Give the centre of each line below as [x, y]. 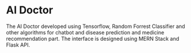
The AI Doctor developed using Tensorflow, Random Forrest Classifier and [96, 26]
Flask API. [18, 45]
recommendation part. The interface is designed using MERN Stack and [93, 38]
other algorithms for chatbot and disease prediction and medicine [85, 32]
